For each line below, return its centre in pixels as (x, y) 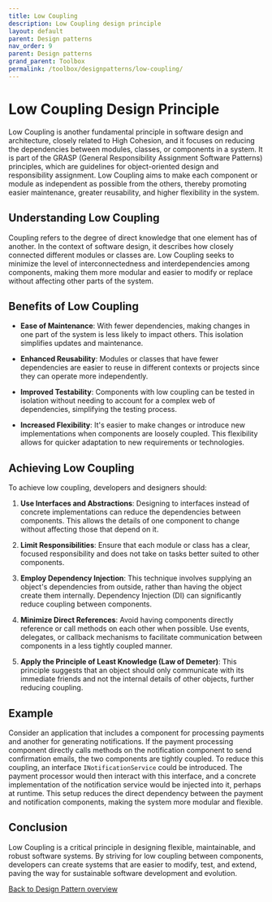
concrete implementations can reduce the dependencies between (130, 512)
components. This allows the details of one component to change (130, 521)
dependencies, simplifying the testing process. (98, 409)
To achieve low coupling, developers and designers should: (108, 488)
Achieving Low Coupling (71, 468)
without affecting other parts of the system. (81, 281)
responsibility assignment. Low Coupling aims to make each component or (133, 175)
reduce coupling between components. (86, 604)
